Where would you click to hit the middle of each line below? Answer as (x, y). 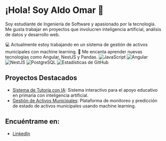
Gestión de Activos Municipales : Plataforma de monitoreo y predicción (85, 100)
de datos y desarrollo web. (33, 34)
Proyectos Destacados (41, 78)
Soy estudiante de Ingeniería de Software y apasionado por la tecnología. (81, 24)
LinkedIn (21, 134)
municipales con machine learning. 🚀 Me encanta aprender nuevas (74, 51)
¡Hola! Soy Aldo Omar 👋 (54, 10)
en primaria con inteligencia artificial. (50, 95)
